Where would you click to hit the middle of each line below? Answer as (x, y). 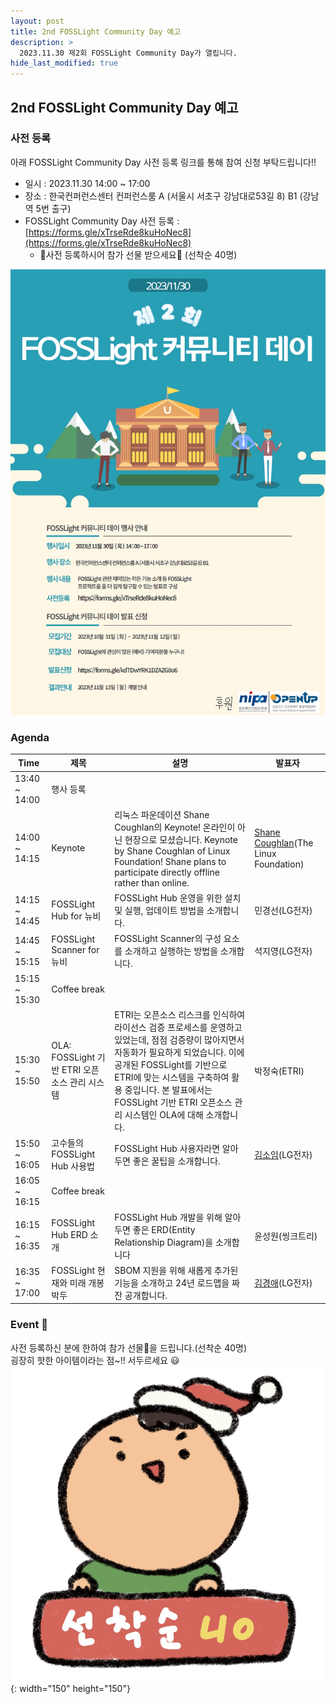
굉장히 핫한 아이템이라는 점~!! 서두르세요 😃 (95, 1360)
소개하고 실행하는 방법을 (171, 951)
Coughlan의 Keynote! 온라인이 (175, 827)
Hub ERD (69, 1235)
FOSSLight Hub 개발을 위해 (168, 1217)
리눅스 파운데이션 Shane (162, 814)
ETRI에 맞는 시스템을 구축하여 (172, 1077)
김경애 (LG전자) (283, 1282)
